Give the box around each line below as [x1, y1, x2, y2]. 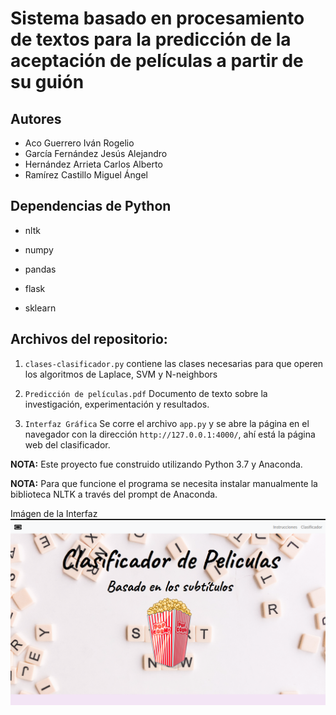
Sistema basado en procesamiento [10, 7, 305, 30]
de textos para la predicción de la [10, 28, 292, 51]
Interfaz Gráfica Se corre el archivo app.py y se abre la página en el [24, 417, 310, 429]
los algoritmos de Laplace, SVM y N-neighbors [24, 368, 218, 380]
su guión [10, 71, 85, 94]
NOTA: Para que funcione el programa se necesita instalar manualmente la [10, 477, 318, 489]
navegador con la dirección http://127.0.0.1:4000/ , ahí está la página [24, 428, 316, 440]
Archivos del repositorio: [10, 331, 168, 348]
